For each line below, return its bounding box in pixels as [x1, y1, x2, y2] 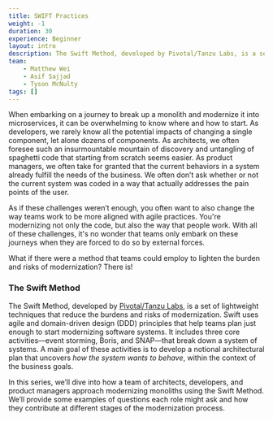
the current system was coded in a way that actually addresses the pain [8, 179, 249, 189]
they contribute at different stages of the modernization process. [8, 403, 226, 413]
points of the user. [8, 188, 70, 197]
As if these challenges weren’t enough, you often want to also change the [8, 203, 255, 213]
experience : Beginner [8, 34, 82, 43]
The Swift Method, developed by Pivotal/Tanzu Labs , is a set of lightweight [8, 301, 259, 310]
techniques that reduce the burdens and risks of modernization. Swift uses [8, 310, 258, 319]
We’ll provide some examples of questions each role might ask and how [8, 394, 249, 404]
